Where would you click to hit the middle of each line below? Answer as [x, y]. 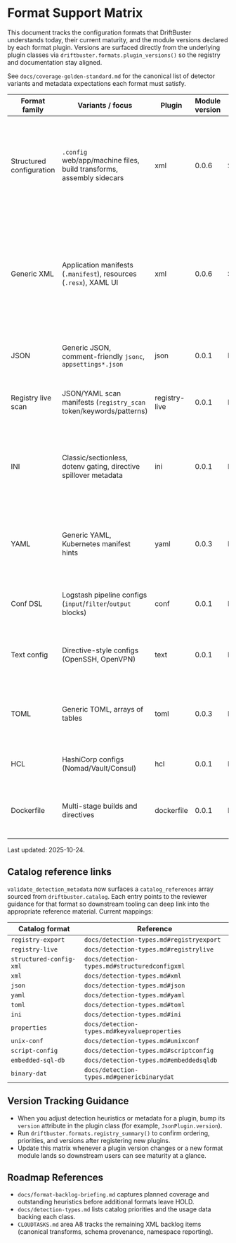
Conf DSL [27, 603]
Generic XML [32, 274]
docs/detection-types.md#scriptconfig [149, 1050]
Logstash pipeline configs [105, 595]
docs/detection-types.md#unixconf [142, 1041]
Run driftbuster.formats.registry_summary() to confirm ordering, [113, 1133]
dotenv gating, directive [101, 466]
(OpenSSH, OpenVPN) [99, 659]
